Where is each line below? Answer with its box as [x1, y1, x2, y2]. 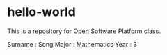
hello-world [7, 4, 77, 20]
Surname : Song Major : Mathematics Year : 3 [7, 40, 138, 48]
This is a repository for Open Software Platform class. [7, 27, 161, 35]
